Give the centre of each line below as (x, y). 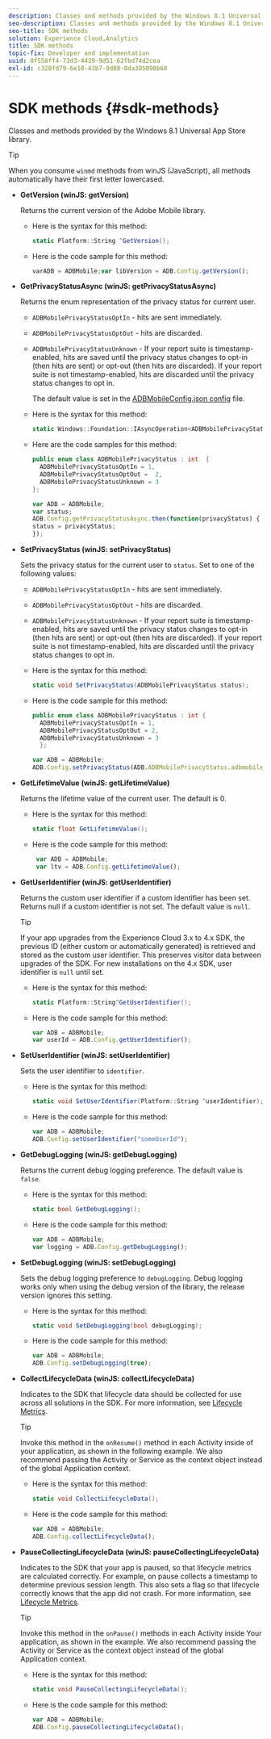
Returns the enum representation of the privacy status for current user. (138, 302)
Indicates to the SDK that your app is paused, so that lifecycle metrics (135, 1567)
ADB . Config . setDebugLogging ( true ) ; (92, 1363)
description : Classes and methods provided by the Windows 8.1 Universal (135, 16)
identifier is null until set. (62, 972)
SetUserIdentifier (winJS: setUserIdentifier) (95, 1056)
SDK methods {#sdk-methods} (114, 108)
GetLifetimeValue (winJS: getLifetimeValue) (95, 783)
